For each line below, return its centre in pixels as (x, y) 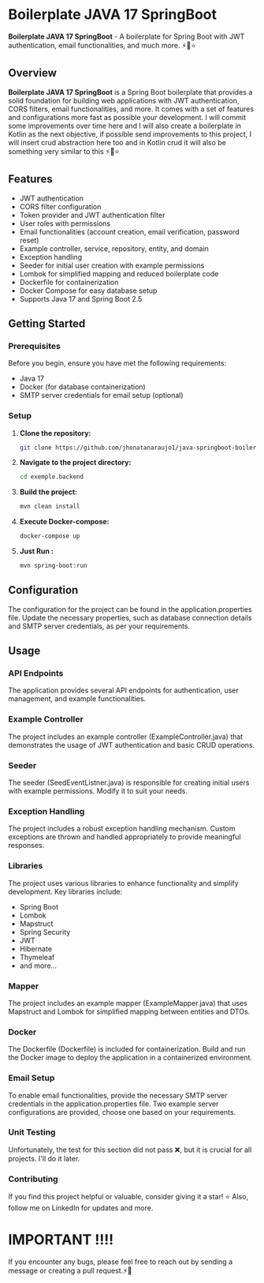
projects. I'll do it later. (44, 1158)
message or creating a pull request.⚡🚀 (70, 1271)
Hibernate (36, 948)
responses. (26, 846)
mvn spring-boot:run (53, 566)
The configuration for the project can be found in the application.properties (130, 609)
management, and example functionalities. (77, 699)
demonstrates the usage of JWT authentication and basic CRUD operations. (132, 745)
